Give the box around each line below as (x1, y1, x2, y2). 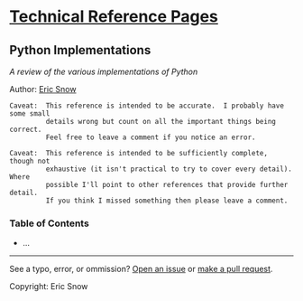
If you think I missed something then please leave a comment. (45, 196, 289, 205)
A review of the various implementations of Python (9, 66, 198, 77)
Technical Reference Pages (9, 6, 218, 27)
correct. (9, 125, 42, 134)
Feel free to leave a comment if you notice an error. (45, 133, 256, 142)
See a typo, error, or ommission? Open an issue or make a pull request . (9, 264, 273, 275)
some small (9, 109, 50, 118)
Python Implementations (9, 42, 151, 58)
